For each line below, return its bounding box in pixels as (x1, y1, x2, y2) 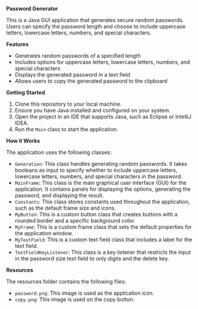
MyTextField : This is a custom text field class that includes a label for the (14, 236, 193, 243)
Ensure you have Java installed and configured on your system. (14, 107, 171, 113)
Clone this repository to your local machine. (14, 100, 122, 108)
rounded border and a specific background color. (14, 217, 136, 224)
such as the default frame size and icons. (14, 204, 116, 212)
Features (6, 41, 29, 48)
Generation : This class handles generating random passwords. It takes (14, 160, 187, 167)
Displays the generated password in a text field (14, 71, 131, 78)
